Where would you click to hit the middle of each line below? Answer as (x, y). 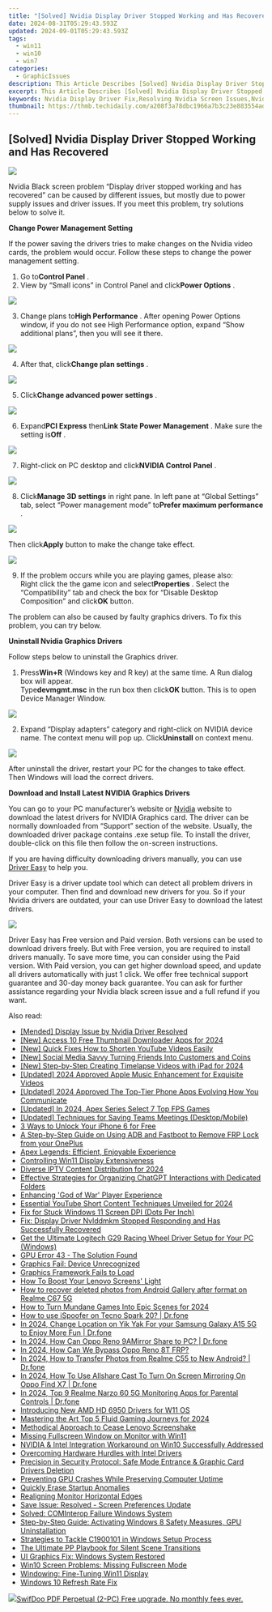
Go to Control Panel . (55, 276)
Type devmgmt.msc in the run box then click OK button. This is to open (138, 689)
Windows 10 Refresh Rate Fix (68, 1582)
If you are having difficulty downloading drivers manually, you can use (125, 859)
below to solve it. (37, 212)
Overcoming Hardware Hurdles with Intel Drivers (101, 1453)
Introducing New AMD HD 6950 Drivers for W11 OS (105, 1409)
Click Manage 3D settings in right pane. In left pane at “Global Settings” (139, 496)
